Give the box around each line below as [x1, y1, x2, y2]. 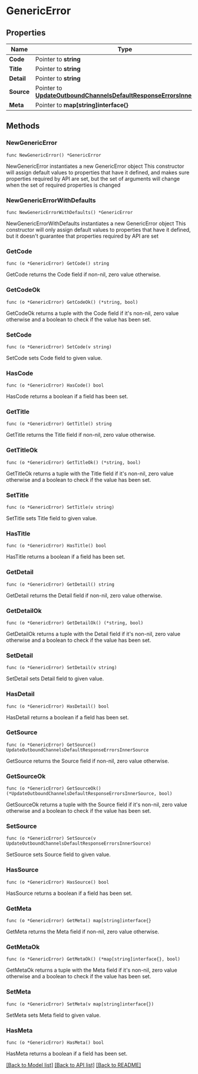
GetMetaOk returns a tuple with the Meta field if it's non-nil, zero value [6, 966, 178, 974]
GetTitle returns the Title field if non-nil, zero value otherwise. [6, 431, 156, 439]
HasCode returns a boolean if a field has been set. [6, 393, 128, 400]
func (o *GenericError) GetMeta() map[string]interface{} [6, 918, 151, 924]
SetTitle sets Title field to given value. [6, 515, 97, 522]
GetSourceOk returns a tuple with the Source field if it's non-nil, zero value [6, 801, 187, 808]
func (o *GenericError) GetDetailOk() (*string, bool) [6, 619, 144, 626]
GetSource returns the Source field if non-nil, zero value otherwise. [6, 757, 170, 764]
